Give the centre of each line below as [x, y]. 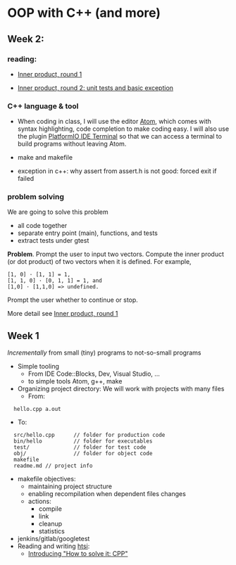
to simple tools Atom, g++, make [75, 381]
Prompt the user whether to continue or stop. [73, 300]
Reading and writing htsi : [54, 546]
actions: [39, 502]
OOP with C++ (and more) [84, 13]
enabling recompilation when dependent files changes [107, 494]
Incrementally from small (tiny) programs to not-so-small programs [104, 353]
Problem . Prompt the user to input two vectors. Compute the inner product [116, 254]
